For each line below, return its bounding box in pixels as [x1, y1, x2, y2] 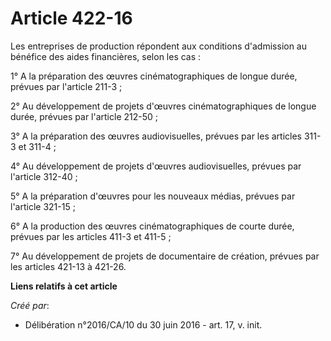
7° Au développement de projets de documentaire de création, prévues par [10, 250, 320, 262]
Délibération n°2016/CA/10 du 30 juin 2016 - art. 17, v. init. [24, 318, 263, 331]
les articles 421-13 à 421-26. [10, 260, 127, 272]
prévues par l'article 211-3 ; [10, 80, 123, 92]
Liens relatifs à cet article [10, 280, 118, 292]
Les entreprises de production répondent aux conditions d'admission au [10, 40, 308, 52]
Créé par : [10, 299, 50, 311]
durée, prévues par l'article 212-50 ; [10, 110, 159, 122]
